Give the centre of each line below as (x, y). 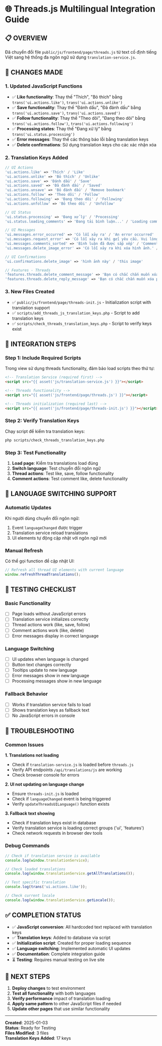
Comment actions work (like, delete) (48, 630)
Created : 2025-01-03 (27, 1023)
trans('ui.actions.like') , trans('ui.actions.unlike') (67, 102)
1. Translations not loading (32, 755)
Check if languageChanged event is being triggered (61, 799)
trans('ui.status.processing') (43, 134)
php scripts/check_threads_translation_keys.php (55, 440)
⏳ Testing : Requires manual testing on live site (58, 959)
